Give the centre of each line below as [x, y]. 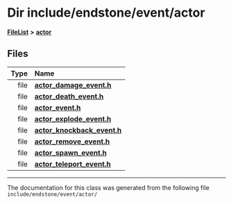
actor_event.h [58, 108]
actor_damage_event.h [73, 85]
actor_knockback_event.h [78, 130]
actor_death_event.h [69, 96]
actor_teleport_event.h [72, 164]
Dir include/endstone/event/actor [106, 13]
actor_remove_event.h [72, 142]
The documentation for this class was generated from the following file [109, 187]
